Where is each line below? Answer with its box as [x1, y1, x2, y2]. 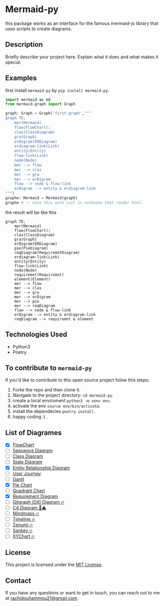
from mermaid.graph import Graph [5, 102, 76, 107]
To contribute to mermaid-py [5, 364, 92, 372]
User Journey [12, 470, 41, 477]
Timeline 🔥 [12, 516, 35, 522]
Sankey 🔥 [12, 528, 33, 534]
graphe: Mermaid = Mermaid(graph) [5, 196, 78, 201]
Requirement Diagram [12, 493, 58, 499]
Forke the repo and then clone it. [12, 387, 81, 393]
